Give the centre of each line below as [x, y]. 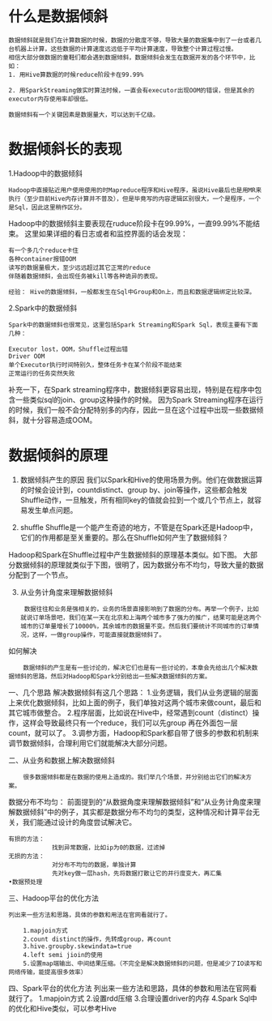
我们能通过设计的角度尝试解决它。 [79, 822]
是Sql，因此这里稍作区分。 [47, 207]
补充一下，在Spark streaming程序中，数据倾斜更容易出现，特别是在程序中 [132, 389]
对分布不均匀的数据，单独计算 [94, 865]
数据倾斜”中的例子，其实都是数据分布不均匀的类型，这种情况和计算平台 [134, 812]
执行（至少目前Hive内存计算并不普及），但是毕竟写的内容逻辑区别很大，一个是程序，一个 [135, 199]
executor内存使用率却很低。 [50, 99]
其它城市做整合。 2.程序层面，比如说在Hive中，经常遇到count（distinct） [130, 712]
